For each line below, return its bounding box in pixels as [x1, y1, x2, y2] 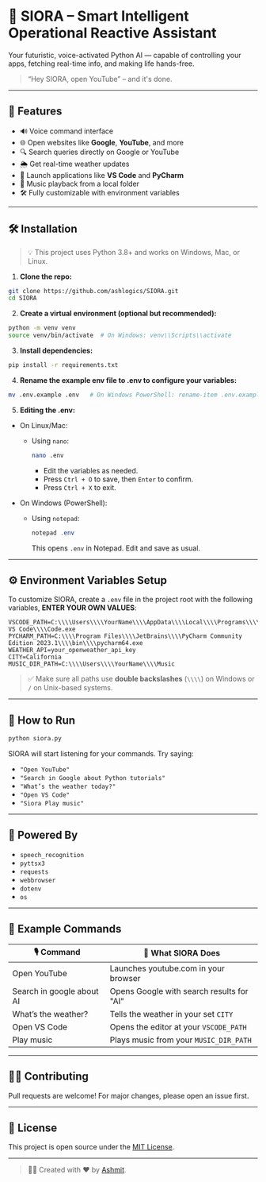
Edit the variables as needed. [43, 465, 139, 475]
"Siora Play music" [19, 800, 85, 808]
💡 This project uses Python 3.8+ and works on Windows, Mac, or [27, 247, 240, 257]
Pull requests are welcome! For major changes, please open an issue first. [8, 1091, 249, 1100]
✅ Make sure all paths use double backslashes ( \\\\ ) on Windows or [27, 674, 255, 684]
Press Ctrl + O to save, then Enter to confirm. [43, 474, 194, 484]
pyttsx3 [19, 859, 45, 867]
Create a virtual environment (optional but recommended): [19, 309, 217, 319]
